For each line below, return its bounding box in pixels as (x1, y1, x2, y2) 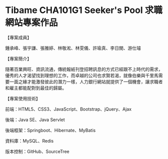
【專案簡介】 (5, 55, 31, 61)
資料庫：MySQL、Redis (5, 138, 54, 144)
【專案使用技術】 (5, 95, 40, 101)
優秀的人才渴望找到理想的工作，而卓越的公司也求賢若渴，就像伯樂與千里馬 (5, 72, 158, 78)
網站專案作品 (5, 17, 58, 28)
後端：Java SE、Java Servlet (5, 117, 65, 123)
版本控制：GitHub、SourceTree (5, 148, 70, 155)
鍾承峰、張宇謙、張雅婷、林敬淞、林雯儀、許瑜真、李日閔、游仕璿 (5, 45, 141, 51)
